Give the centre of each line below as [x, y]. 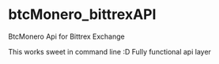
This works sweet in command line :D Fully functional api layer [110, 51]
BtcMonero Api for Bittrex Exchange [66, 36]
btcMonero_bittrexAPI [82, 15]
